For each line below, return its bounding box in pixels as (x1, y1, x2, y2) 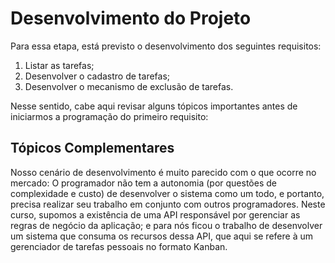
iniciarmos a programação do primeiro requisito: (10, 110, 209, 122)
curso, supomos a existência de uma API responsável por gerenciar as (10, 208, 301, 221)
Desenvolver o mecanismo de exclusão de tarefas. (24, 80, 234, 92)
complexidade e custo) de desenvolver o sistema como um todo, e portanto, (10, 187, 325, 199)
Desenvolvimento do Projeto (10, 7, 252, 30)
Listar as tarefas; (24, 59, 95, 71)
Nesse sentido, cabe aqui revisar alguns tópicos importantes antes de (10, 100, 298, 112)
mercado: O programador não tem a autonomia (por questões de (10, 177, 277, 189)
